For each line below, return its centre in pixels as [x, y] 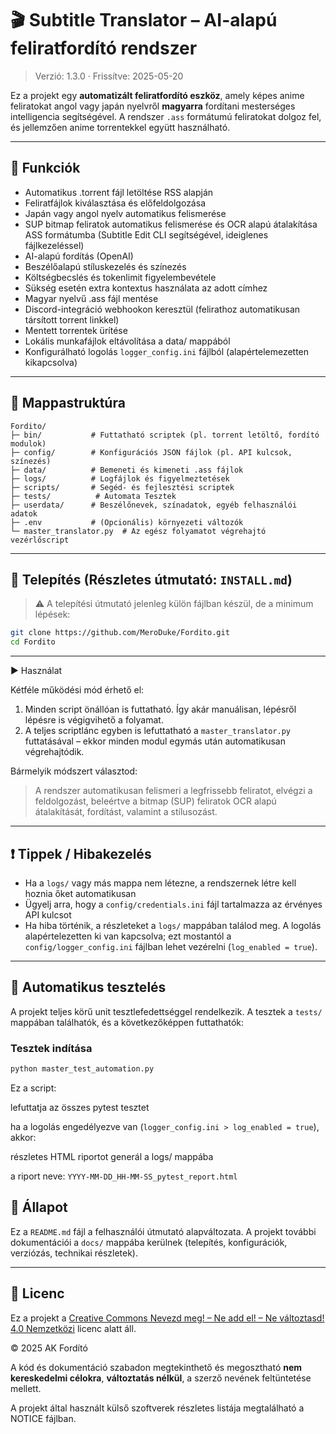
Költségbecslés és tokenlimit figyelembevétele [120, 277]
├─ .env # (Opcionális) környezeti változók [127, 522]
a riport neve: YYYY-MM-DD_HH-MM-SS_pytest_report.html [124, 1176]
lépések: [52, 614]
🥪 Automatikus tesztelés [88, 987]
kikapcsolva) [51, 362]
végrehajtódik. [54, 752]
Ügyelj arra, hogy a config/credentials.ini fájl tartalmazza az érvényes [173, 904]
